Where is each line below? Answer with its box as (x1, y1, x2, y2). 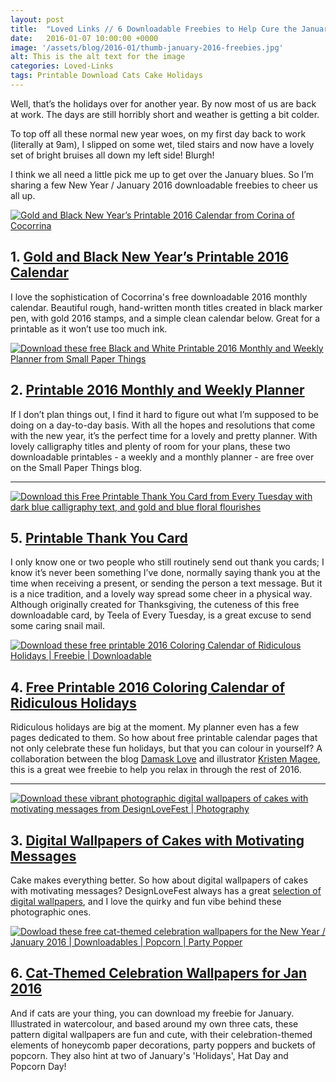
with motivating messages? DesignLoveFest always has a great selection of (10, 884, 322, 896)
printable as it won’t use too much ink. (10, 322, 168, 335)
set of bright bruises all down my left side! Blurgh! (10, 149, 215, 161)
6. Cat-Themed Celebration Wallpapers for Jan (10, 965, 308, 982)
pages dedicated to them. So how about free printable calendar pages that (10, 732, 318, 744)
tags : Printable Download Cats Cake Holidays (10, 71, 203, 81)
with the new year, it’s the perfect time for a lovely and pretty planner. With (10, 429, 318, 441)
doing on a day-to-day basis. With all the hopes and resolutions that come (10, 419, 316, 431)
